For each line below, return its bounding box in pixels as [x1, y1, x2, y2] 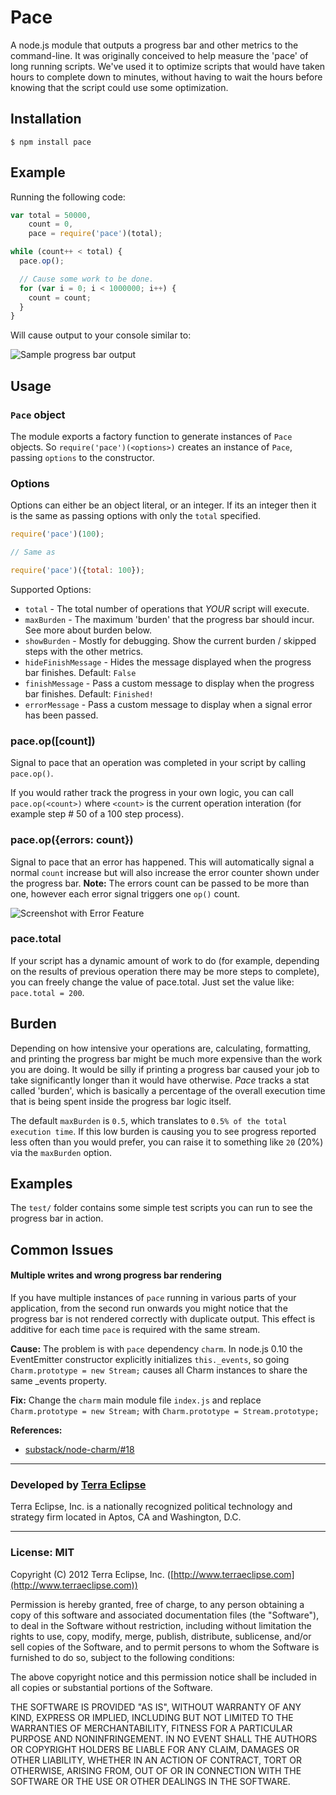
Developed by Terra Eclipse [10, 1477, 147, 1491]
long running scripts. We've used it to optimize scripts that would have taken [10, 60, 326, 72]
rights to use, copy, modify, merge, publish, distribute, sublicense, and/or [10, 1630, 312, 1642]
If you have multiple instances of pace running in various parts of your [10, 1292, 297, 1304]
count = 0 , [28, 219, 74, 230]
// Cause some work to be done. [19, 274, 155, 284]
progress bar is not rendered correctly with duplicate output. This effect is [10, 1313, 316, 1325]
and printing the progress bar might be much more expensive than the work [10, 1052, 323, 1065]
